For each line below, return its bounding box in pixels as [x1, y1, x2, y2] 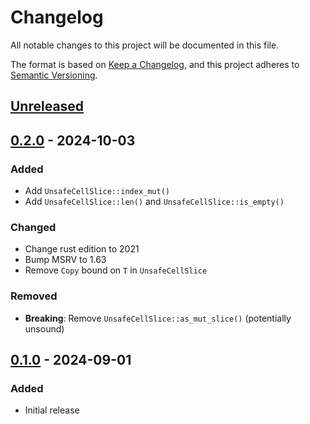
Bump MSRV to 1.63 [24, 254, 107, 266]
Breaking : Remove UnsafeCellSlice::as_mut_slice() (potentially [24, 312, 292, 324]
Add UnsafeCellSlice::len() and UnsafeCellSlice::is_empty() [24, 196, 285, 208]
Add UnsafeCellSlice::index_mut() [24, 185, 170, 197]
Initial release [24, 404, 80, 416]
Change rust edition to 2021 [24, 243, 140, 255]
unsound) [24, 322, 65, 335]
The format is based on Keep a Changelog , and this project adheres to [10, 58, 300, 70]
